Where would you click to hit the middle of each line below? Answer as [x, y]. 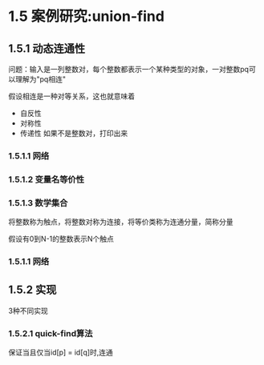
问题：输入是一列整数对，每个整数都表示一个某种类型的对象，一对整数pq [129, 69]
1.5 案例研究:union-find [86, 16]
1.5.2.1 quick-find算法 [51, 333]
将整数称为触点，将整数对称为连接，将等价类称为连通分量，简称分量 [121, 222]
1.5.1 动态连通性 [47, 48]
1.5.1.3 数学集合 [38, 203]
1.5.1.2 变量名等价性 [47, 179]
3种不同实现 [28, 311]
